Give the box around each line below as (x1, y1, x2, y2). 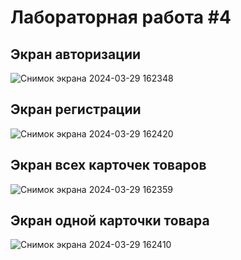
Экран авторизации (10, 46, 142, 63)
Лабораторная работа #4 (10, 6, 232, 29)
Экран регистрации (10, 101, 142, 118)
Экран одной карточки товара (10, 212, 210, 230)
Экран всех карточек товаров (10, 157, 207, 174)
